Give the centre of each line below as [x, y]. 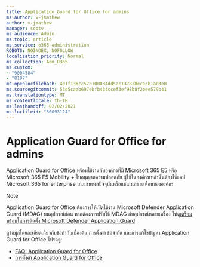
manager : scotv [25, 28]
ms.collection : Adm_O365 [37, 62]
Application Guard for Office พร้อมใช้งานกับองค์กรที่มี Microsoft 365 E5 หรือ [92, 170]
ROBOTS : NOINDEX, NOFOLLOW [40, 51]
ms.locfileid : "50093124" [38, 112]
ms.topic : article [29, 39]
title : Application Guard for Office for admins [68, 12]
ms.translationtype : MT [36, 95]
